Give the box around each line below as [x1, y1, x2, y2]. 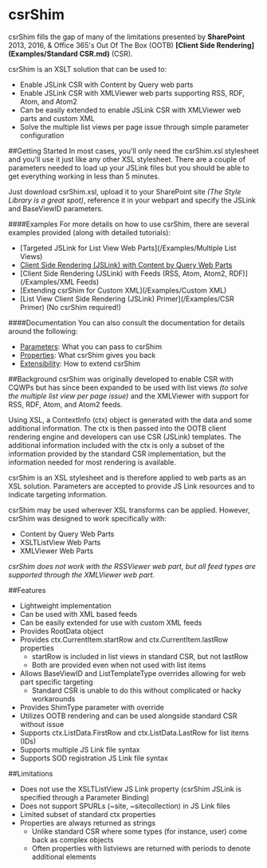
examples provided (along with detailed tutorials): [8, 227, 171, 237]
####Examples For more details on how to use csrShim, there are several [8, 219, 249, 229]
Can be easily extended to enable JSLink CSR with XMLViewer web [19, 105, 241, 115]
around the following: [8, 326, 78, 336]
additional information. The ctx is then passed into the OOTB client [8, 423, 227, 433]
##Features [8, 585, 46, 595]
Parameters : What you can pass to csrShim [19, 341, 162, 352]
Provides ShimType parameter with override [19, 702, 165, 712]
